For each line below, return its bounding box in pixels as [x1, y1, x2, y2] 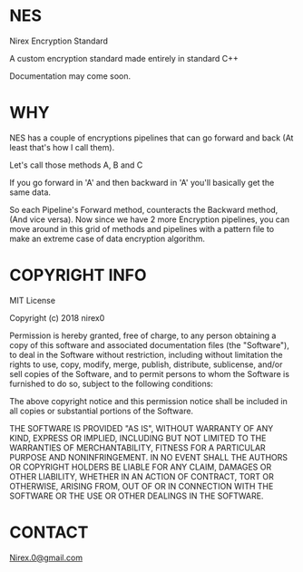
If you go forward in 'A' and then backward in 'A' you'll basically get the [9, 177, 275, 188]
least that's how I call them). [9, 141, 115, 152]
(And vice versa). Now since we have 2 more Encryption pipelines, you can [9, 214, 290, 225]
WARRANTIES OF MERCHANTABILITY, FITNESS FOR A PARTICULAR [9, 441, 266, 453]
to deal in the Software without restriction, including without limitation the [9, 349, 283, 360]
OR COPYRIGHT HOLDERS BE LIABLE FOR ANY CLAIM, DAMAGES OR [9, 461, 272, 472]
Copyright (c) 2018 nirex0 [9, 312, 105, 323]
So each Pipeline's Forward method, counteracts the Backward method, [9, 204, 279, 215]
